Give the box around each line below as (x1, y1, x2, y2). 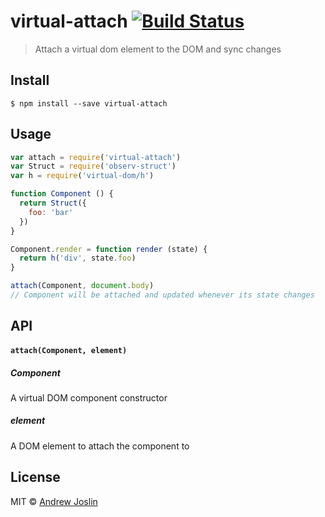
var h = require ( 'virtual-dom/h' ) (10, 171, 155, 181)
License (10, 469, 61, 486)
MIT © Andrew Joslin (10, 495, 98, 507)
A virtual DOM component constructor (10, 391, 168, 404)
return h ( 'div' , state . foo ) (19, 253, 137, 264)
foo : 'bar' (28, 207, 74, 217)
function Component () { (10, 189, 114, 199)
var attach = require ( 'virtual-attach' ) (10, 152, 182, 162)
